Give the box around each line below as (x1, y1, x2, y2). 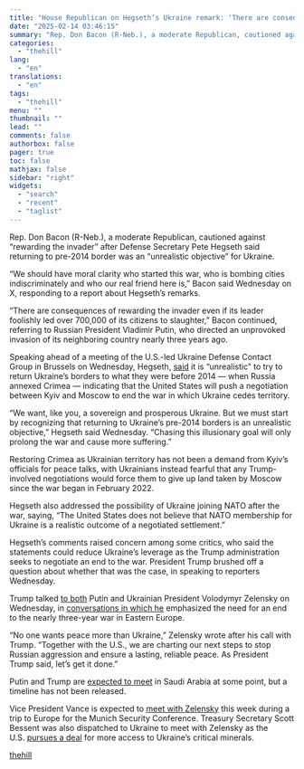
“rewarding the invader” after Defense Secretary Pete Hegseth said (9, 241, 261, 252)
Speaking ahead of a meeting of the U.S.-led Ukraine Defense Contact (9, 351, 271, 362)
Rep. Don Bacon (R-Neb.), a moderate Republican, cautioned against (9, 232, 266, 242)
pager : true (9, 147, 54, 157)
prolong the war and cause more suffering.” (9, 436, 172, 447)
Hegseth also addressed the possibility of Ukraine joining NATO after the (9, 499, 280, 511)
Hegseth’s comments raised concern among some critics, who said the (9, 536, 274, 547)
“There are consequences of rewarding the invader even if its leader (9, 305, 264, 316)
